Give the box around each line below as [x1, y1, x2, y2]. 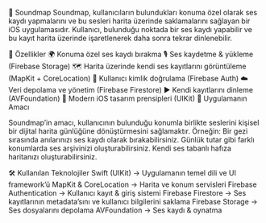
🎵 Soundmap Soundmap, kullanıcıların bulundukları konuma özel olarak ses [8, 8, 258, 17]
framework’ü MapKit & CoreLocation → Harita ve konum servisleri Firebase [8, 180, 257, 189]
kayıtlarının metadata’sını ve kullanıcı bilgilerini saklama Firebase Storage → [8, 197, 258, 206]
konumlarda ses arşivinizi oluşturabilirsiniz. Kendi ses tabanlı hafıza [8, 143, 232, 153]
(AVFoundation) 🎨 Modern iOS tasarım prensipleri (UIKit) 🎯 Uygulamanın [8, 93, 247, 103]
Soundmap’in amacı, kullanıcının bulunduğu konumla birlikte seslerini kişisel [8, 118, 260, 127]
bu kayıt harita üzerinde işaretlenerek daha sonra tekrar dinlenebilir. [8, 33, 232, 43]
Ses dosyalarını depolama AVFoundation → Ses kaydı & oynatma [8, 205, 222, 215]
